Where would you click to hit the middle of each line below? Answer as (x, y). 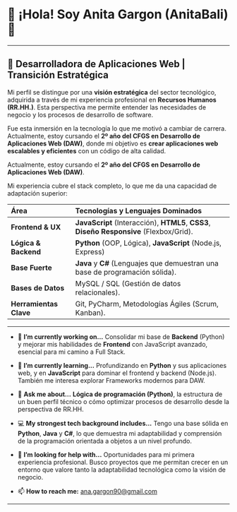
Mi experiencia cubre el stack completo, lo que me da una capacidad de (112, 186)
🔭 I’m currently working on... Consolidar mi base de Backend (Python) (121, 337)
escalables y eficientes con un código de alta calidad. (87, 150)
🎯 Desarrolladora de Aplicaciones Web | (96, 64)
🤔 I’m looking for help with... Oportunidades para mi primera (106, 454)
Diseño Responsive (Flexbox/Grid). (134, 231)
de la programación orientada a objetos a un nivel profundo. (105, 441)
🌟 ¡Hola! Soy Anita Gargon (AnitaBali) (118, 14)
